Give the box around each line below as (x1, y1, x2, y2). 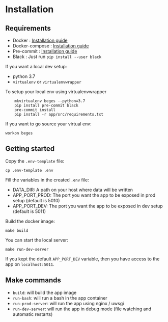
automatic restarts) (12, 311, 53, 317)
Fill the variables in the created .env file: (5, 177, 89, 183)
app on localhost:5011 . (5, 261, 54, 267)
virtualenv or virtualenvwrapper (12, 79, 81, 85)
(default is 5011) (12, 208, 46, 214)
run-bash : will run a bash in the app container (12, 294, 108, 301)
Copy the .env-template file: (5, 158, 65, 164)
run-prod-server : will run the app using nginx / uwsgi (12, 300, 124, 306)
